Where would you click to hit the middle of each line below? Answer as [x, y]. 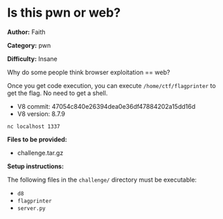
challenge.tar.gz [40, 152]
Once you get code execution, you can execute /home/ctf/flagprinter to [111, 85]
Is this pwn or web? [64, 13]
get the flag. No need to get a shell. [57, 93]
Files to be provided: [37, 139]
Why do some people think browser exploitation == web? [89, 72]
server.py [32, 208]
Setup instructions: [36, 166]
